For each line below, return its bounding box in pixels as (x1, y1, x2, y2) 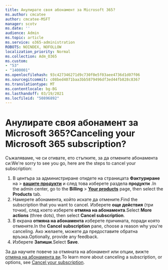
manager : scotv (5, 21, 37, 26)
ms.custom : (5, 58, 28, 63)
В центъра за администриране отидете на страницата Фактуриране (12, 175, 160, 181)
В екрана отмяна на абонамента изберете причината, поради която (12, 218, 160, 224)
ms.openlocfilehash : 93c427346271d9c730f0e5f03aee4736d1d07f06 (5, 72, 140, 77)
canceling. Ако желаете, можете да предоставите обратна (12, 228, 138, 234)
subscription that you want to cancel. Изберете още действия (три (12, 202, 153, 208)
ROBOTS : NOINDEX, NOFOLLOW (5, 44, 62, 49)
